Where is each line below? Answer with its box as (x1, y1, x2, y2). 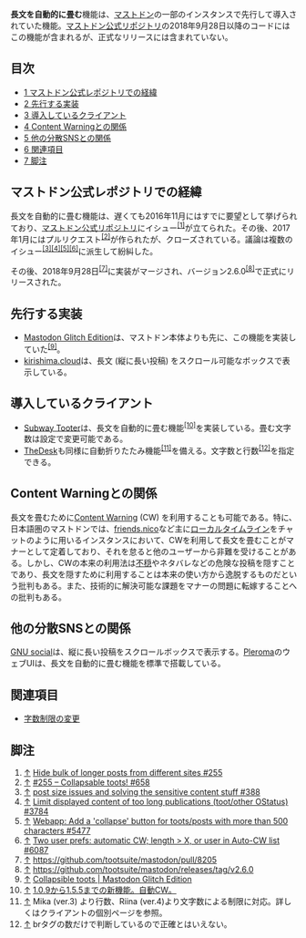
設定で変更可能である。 (39, 433, 128, 445)
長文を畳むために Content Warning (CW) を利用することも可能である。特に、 (10, 511, 297, 522)
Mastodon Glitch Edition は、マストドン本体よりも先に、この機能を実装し (23, 332, 297, 343)
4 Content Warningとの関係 (23, 120, 127, 131)
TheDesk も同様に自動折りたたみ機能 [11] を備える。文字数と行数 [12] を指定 (23, 444, 295, 456)
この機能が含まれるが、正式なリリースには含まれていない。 (10, 32, 233, 42)
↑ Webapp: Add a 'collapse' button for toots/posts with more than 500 (23, 816, 289, 827)
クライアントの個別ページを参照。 (39, 907, 168, 919)
